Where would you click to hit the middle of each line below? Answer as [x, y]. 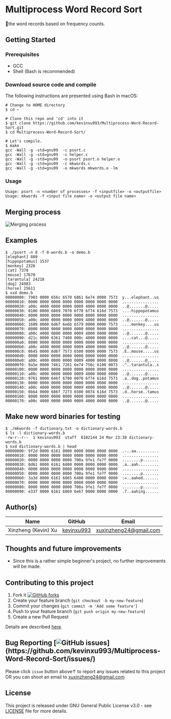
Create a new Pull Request [41, 617]
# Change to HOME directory [35, 105]
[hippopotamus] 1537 [27, 261]
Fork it [19, 595]
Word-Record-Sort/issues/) [50, 659]
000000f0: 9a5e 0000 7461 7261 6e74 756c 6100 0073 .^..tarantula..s [82, 365]
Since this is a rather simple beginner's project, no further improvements [89, 561]
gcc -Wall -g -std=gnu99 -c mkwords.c [48, 164]
